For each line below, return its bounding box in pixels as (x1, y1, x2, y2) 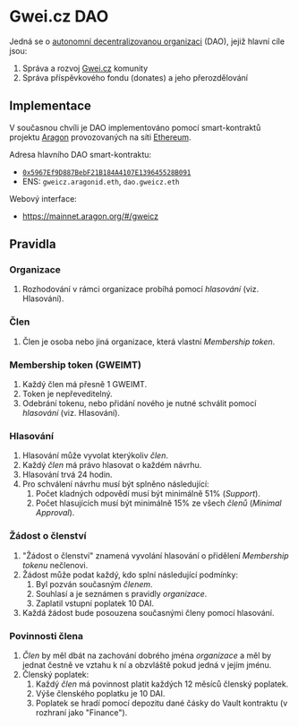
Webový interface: (9, 193, 78, 203)
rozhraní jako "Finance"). (35, 706, 128, 718)
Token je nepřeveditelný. (21, 388, 114, 400)
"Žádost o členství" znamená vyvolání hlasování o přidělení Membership (21, 550, 289, 561)
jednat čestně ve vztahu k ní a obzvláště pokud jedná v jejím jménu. (21, 659, 272, 670)
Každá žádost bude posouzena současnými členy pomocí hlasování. (21, 607, 275, 618)
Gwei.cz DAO (9, 6, 109, 27)
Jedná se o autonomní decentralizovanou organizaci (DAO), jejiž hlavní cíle (9, 36, 285, 47)
